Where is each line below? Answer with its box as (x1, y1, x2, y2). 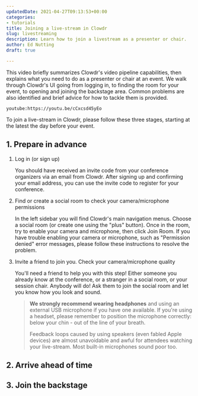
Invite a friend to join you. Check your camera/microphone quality (14, 258, 175, 265)
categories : (6, 14, 36, 20)
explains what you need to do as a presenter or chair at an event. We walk (6, 75, 187, 82)
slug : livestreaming (6, 31, 58, 37)
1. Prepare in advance (6, 140, 87, 150)
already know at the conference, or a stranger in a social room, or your (14, 275, 188, 283)
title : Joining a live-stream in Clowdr (6, 25, 108, 31)
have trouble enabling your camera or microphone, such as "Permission (14, 234, 191, 241)
